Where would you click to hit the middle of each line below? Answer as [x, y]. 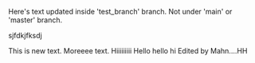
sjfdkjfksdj [25, 35]
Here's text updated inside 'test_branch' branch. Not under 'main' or [120, 12]
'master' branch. [35, 20]
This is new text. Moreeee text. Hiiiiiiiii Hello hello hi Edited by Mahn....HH [128, 51]
